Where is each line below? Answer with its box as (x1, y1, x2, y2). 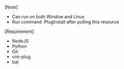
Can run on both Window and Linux (11, 14, 85, 19)
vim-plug (11, 54, 31, 60)
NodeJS (11, 38, 29, 44)
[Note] (4, 4, 18, 10)
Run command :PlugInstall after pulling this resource (11, 19, 119, 25)
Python (11, 43, 27, 49)
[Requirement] (4, 29, 34, 34)
